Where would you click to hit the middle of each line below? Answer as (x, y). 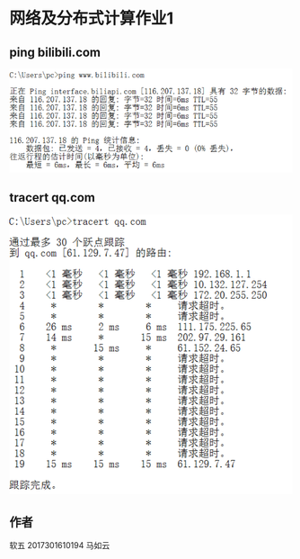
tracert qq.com (53, 198)
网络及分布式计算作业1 (92, 18)
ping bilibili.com (55, 52)
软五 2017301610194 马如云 (60, 545)
